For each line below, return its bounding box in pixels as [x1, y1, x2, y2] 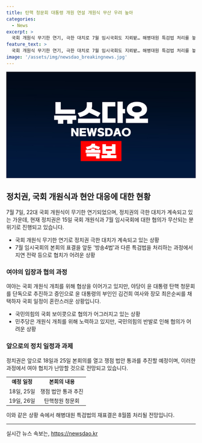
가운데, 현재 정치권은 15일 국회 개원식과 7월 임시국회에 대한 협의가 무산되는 [12, 216, 188, 224]
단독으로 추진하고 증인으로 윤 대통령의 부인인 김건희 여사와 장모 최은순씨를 [12, 290, 186, 298]
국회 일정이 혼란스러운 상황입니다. [22, 298, 101, 305]
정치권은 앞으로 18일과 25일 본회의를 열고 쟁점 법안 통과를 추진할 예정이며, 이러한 [6, 356, 196, 364]
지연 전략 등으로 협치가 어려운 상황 [14, 251, 96, 258]
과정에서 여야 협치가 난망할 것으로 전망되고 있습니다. [6, 364, 128, 371]
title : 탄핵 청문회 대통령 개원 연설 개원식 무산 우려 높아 [6, 10, 133, 16]
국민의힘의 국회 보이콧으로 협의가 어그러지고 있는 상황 [14, 310, 141, 318]
